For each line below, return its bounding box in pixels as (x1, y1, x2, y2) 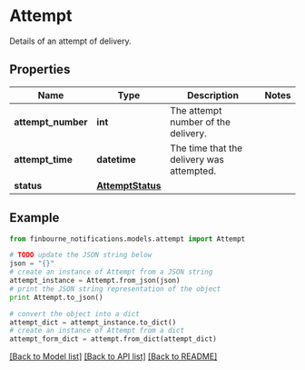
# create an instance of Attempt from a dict (9, 326, 184, 335)
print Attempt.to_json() (9, 293, 103, 302)
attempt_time (14, 153, 73, 165)
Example (9, 210, 60, 225)
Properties (9, 62, 71, 77)
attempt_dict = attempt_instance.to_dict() (9, 317, 177, 327)
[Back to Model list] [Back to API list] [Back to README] (9, 351, 218, 362)
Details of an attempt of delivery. (9, 35, 132, 46)
